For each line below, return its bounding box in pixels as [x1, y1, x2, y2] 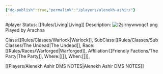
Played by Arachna [5, 27, 45, 33]
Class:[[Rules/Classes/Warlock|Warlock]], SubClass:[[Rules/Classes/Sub [5, 37, 158, 43]
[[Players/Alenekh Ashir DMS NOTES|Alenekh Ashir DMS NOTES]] [5, 63, 144, 69]
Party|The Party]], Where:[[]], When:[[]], [5, 53, 90, 59]
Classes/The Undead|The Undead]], [5, 42, 81, 48]
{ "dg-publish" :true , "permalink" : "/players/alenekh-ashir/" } [5, 7, 136, 13]
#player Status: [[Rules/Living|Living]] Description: [5, 21, 111, 28]
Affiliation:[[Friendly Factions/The [88, 47, 158, 54]
